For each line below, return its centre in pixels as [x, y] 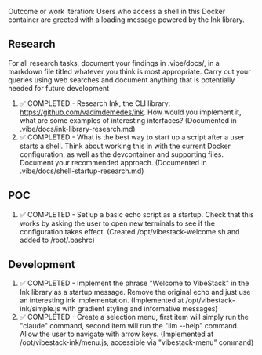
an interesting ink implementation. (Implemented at [102, 300]
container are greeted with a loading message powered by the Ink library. [126, 20]
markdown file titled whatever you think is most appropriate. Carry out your [129, 71]
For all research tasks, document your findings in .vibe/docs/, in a [114, 63]
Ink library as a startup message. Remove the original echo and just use [135, 292]
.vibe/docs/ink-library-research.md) [77, 129]
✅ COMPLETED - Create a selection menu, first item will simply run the [134, 317]
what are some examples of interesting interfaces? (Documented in [128, 120]
